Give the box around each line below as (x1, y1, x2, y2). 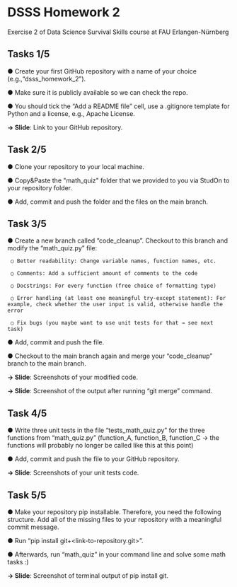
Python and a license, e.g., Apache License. (7, 109, 136, 117)
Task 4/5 (7, 407, 47, 419)
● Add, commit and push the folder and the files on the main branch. (7, 197, 209, 206)
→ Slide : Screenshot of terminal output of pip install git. (7, 571, 168, 580)
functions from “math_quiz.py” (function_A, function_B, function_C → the (7, 434, 219, 442)
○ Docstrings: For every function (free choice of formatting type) (10, 282, 217, 290)
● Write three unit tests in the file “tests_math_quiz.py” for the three (7, 426, 205, 435)
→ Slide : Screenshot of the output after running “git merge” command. (7, 387, 213, 395)
